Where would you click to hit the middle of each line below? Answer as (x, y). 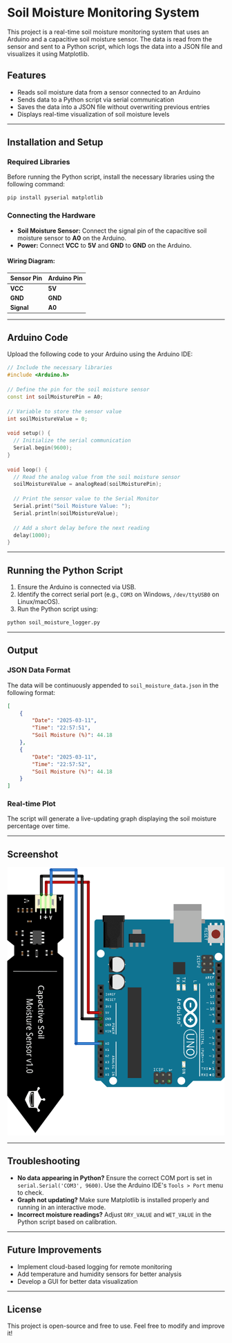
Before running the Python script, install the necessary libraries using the (111, 177)
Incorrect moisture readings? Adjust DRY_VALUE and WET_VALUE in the (114, 1214)
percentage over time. (39, 826)
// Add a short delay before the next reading (81, 528)
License (25, 1310)
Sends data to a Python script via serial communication (96, 99)
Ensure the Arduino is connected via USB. (77, 587)
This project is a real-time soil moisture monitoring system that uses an (108, 32)
